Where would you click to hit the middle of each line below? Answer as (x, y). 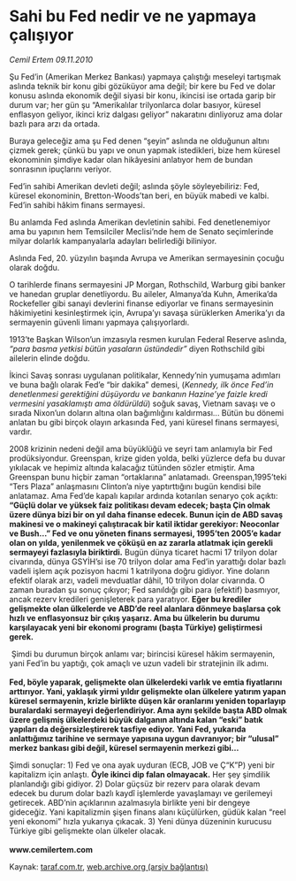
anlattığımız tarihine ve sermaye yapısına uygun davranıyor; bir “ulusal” (144, 738)
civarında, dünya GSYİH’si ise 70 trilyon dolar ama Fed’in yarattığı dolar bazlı (148, 561)
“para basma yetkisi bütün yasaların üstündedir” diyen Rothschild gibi (137, 349)
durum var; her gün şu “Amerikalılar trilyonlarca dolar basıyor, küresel (135, 104)
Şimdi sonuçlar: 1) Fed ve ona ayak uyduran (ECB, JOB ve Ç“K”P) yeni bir (142, 765)
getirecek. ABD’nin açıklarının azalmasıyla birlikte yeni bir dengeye (129, 802)
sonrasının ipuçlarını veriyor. (61, 169)
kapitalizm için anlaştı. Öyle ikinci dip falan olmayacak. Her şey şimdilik (140, 774)
